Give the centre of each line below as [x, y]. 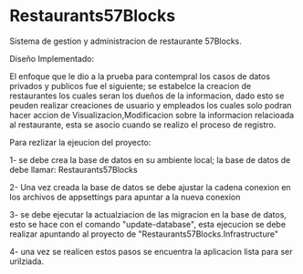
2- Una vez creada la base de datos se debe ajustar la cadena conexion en [150, 187]
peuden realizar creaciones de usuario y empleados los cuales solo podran [151, 105]
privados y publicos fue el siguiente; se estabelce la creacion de [131, 86]
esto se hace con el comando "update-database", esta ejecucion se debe [147, 224]
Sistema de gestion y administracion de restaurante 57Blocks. [125, 41]
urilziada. [26, 261]
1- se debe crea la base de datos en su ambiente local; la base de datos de [150, 159]
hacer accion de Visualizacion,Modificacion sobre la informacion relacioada [152, 115]
